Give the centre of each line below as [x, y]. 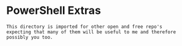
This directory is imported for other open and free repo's [85, 27]
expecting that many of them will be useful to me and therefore [91, 32]
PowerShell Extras [54, 11]
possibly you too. [30, 37]
